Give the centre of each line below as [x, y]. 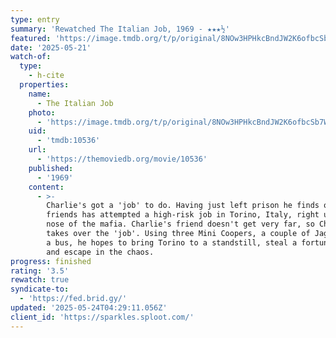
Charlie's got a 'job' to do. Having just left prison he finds [183, 206]
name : [40, 94]
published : [51, 168]
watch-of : [31, 57]
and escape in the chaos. [100, 252]
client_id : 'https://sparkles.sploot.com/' [102, 317]
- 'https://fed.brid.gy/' [73, 299]
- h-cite [46, 76]
